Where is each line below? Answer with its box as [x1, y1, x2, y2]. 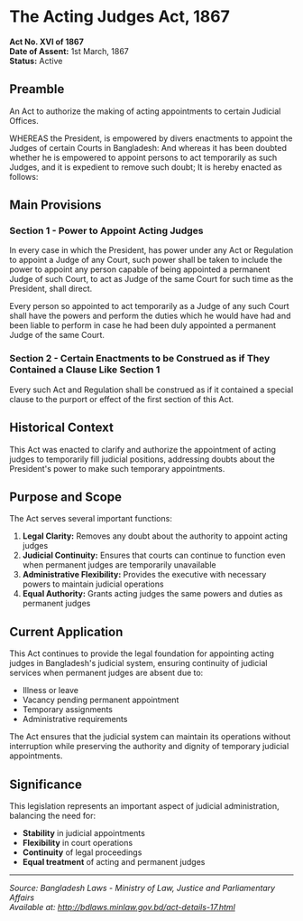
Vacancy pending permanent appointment [22, 694, 179, 706]
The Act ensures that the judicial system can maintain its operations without [9, 731, 291, 742]
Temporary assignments [22, 704, 113, 715]
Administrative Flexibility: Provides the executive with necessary [22, 569, 267, 580]
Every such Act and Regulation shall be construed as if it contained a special [9, 384, 294, 395]
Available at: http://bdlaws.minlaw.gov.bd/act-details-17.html [9, 901, 236, 912]
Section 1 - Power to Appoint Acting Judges [9, 224, 204, 237]
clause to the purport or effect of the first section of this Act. [9, 393, 234, 404]
